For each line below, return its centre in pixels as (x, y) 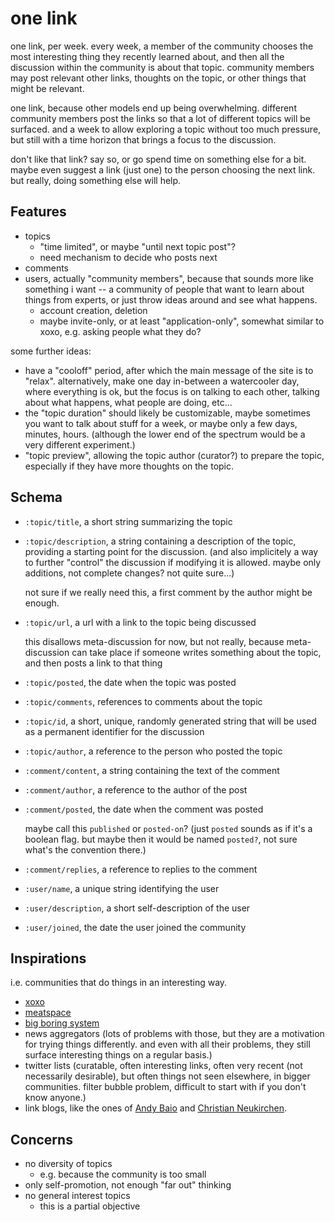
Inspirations (48, 958)
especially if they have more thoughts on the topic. (129, 466)
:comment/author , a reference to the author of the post (136, 789)
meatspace (48, 1013)
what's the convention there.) (85, 849)
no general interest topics (77, 1196)
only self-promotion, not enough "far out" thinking (128, 1185)
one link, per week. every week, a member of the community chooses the (162, 46)
